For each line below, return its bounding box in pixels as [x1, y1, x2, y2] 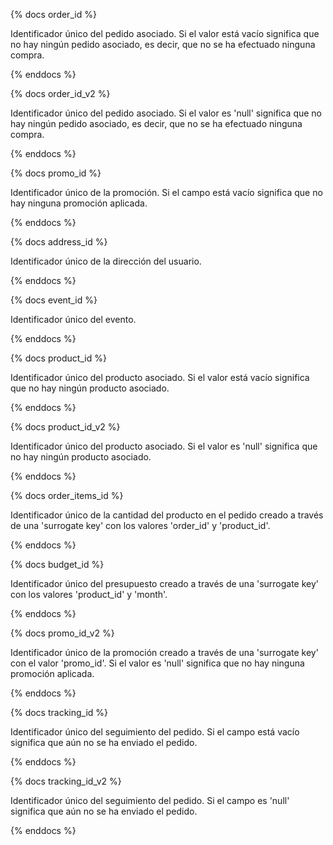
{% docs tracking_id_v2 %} [10, 775, 122, 787]
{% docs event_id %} [10, 294, 98, 306]
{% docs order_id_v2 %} [10, 88, 111, 99]
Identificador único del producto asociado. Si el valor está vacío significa [10, 372, 310, 383]
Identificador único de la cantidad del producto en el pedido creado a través [10, 509, 324, 521]
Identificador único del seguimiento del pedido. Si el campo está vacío [10, 726, 300, 738]
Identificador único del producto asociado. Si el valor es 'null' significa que [10, 440, 318, 452]
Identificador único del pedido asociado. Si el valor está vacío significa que [10, 28, 320, 39]
